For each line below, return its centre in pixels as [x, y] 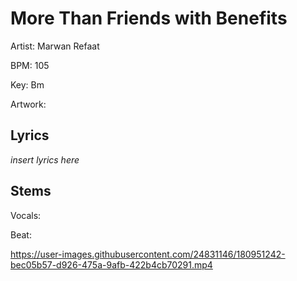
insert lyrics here [45, 159]
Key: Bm [27, 84]
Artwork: [28, 104]
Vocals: [26, 215]
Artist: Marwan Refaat [55, 46]
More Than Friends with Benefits [149, 18]
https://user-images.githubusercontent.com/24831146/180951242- [148, 254]
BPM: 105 [30, 65]
